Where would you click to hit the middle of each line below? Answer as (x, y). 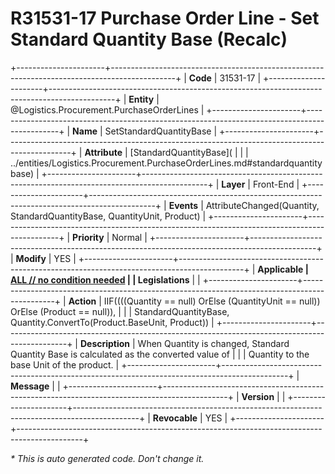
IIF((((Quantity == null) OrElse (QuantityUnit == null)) (212, 301)
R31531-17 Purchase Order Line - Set (165, 18)
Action (82, 301)
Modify (31, 258)
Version (258, 396)
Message (30, 386)
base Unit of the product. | (65, 364)
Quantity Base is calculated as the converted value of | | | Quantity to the (160, 354)
